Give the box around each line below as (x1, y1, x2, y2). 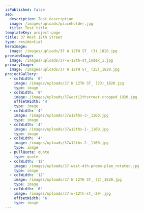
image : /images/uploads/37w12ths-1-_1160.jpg (14, 127, 109, 131)
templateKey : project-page (5, 30, 60, 35)
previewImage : (5, 53, 34, 58)
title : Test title (9, 26, 48, 31)
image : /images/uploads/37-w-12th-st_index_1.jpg (9, 58, 113, 63)
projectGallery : (5, 72, 38, 77)
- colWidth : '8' (9, 90, 43, 95)
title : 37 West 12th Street (5, 35, 63, 40)
